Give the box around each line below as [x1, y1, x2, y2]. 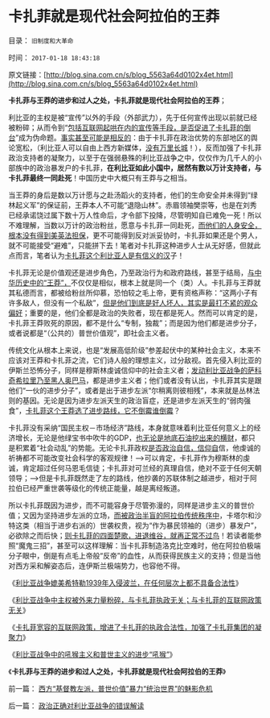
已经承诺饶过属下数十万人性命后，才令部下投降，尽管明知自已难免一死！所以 [8, 210, 262, 220]
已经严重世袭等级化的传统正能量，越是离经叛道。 [22, 483, 185, 492]
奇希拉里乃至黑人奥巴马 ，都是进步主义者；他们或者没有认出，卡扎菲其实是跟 [8, 376, 262, 385]
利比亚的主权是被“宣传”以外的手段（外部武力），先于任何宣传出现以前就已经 [8, 112, 258, 122]
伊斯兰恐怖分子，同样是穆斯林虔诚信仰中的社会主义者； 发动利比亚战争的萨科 [8, 365, 262, 375]
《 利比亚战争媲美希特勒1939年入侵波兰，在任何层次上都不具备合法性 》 [8, 578, 243, 587]
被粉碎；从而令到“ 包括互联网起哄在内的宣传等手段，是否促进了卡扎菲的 [8, 122, 244, 132]
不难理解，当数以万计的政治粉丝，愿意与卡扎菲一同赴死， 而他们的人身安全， [8, 220, 262, 230]
